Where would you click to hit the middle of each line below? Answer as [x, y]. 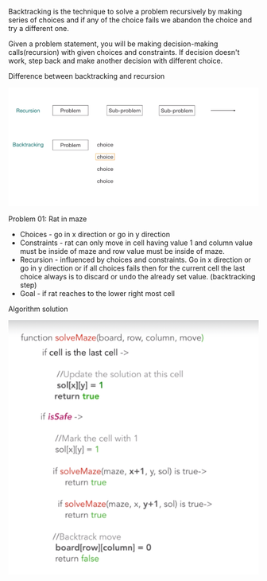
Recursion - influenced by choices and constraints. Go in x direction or [135, 260]
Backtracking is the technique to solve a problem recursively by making [125, 12]
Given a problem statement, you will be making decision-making [113, 44]
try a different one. [39, 28]
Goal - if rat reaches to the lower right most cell [97, 294]
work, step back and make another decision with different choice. [116, 60]
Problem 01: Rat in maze [48, 219]
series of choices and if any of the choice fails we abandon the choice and [130, 20]
